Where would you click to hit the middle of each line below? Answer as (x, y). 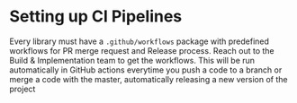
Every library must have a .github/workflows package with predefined (139, 41)
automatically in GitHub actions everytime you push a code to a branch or (146, 70)
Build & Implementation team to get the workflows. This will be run (132, 60)
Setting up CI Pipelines (96, 17)
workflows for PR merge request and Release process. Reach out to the (142, 50)
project (22, 89)
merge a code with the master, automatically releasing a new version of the (148, 79)
